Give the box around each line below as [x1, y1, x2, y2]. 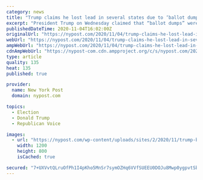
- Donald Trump [11, 115, 50, 121]
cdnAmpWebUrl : [6, 48, 42, 54]
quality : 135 [6, 59, 39, 65]
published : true [6, 71, 47, 77]
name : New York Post [11, 87, 63, 94]
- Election [11, 109, 39, 115]
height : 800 [17, 149, 47, 155]
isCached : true [17, 154, 56, 160]
